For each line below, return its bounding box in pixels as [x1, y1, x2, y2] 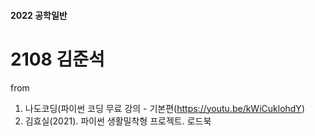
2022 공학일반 [10, 9, 68, 21]
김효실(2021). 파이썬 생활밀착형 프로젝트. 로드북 [24, 115, 212, 127]
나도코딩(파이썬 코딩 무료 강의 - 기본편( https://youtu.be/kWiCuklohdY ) [24, 102, 305, 114]
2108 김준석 [10, 48, 105, 70]
